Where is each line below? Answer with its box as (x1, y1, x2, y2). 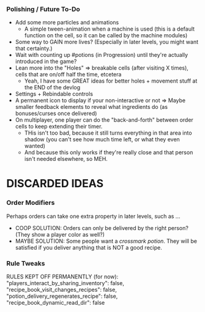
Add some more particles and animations (15, 19, 119, 26)
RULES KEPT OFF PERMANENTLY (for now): (6, 273, 119, 280)
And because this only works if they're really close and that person (24, 149, 193, 156)
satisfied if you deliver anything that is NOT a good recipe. (15, 243, 162, 251)
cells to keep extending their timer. (15, 123, 103, 130)
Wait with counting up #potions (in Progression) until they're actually (15, 51, 188, 59)
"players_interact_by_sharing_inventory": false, (6, 280, 124, 287)
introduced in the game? (15, 58, 77, 65)
